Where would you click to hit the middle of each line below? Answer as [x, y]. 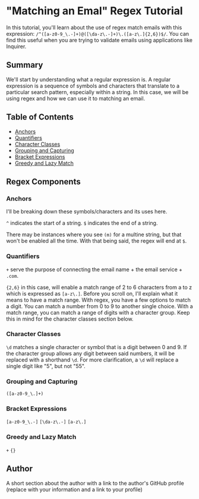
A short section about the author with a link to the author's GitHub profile [95, 483]
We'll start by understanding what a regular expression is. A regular [89, 79]
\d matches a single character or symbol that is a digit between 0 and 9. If [97, 347]
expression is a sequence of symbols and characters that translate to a [93, 86]
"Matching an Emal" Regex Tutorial [94, 11]
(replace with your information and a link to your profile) [74, 489]
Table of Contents [40, 117]
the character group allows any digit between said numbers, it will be [91, 353]
